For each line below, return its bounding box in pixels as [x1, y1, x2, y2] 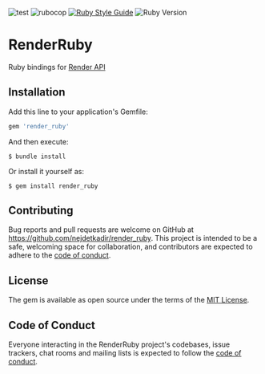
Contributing [8, 204, 74, 217]
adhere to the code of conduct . [8, 250, 111, 260]
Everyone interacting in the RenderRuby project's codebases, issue [8, 339, 231, 349]
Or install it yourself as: [8, 166, 84, 176]
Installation [8, 85, 66, 100]
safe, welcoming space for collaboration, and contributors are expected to [8, 242, 254, 252]
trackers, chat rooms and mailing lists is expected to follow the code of [8, 348, 242, 358]
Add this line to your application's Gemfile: [8, 107, 148, 116]
